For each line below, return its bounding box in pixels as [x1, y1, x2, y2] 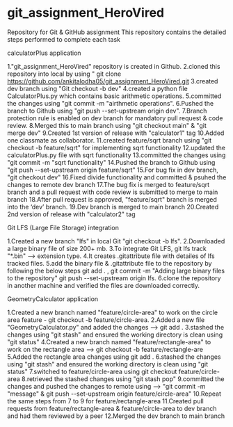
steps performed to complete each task [7, 35, 120, 43]
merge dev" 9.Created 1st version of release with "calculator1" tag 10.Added [7, 129, 225, 137]
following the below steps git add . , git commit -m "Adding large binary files [7, 266, 225, 275]
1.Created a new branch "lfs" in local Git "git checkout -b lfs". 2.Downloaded [7, 236, 225, 245]
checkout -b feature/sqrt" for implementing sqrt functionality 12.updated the [7, 143, 226, 152]
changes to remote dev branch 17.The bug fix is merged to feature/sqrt [7, 180, 210, 188]
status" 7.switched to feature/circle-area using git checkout [7, 367, 177, 376]
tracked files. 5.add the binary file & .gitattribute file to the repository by [7, 259, 212, 267]
